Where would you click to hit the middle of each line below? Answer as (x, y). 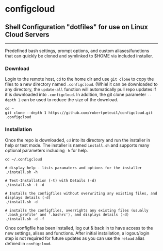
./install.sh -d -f (25, 219)
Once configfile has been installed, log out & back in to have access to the (79, 228)
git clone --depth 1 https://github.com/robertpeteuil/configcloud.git (79, 113)
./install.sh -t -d (25, 185)
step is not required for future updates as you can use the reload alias (75, 238)
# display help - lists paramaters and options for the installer (73, 168)
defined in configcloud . (28, 243)
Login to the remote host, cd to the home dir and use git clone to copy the (80, 79)
